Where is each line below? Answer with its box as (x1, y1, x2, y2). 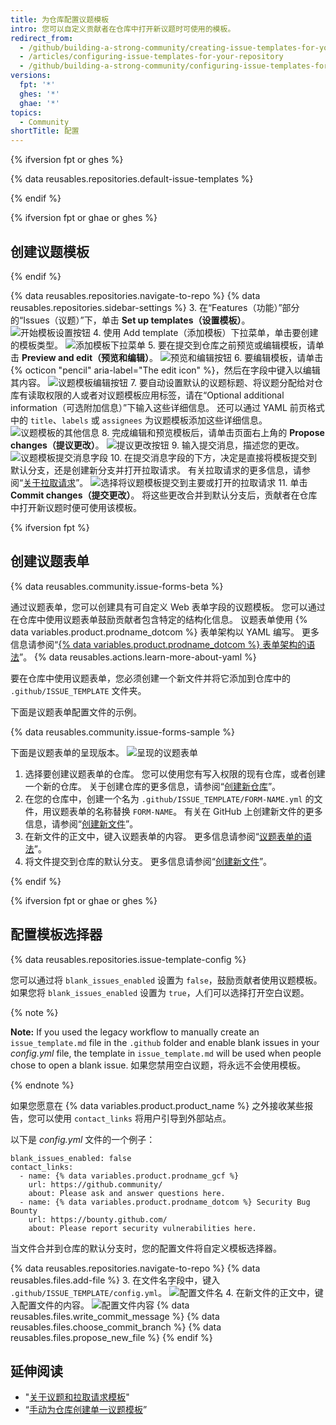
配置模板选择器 (10, 926, 103, 943)
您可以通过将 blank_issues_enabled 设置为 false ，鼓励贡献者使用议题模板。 (10, 974, 323, 986)
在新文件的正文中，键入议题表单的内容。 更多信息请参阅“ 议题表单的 (24, 830, 303, 842)
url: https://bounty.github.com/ (28, 1214, 168, 1225)
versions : (10, 71, 52, 81)
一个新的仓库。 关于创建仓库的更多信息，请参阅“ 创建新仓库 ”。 (24, 780, 282, 792)
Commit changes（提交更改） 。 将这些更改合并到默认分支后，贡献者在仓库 (10, 489, 318, 501)
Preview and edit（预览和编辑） (21, 351, 150, 363)
